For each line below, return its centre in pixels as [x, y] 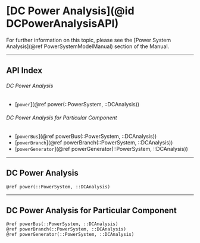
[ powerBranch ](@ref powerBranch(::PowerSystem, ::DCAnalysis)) [94, 142]
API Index [24, 70]
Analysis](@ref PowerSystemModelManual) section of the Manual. [88, 46]
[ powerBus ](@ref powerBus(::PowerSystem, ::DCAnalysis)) [86, 136]
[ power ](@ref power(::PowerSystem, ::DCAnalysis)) [77, 104]
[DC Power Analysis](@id [71, 11]
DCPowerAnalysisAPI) [62, 23]
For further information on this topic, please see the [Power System [89, 40]
